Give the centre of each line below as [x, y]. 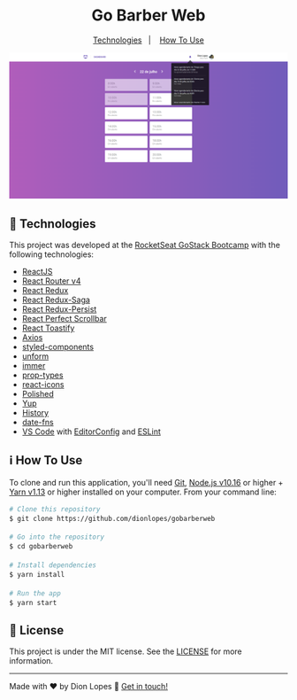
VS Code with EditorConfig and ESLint [91, 432]
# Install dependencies [53, 565]
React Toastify [48, 328]
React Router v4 [51, 281]
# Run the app [35, 593]
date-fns [38, 423]
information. [31, 661]
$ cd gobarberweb [41, 547]
